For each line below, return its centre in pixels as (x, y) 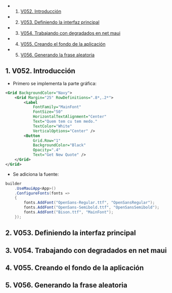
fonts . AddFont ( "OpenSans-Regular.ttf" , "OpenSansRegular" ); (89, 203)
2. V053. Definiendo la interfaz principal (71, 233)
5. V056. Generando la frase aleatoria (66, 285)
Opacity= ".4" (46, 150)
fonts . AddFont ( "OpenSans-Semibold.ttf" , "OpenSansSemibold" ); (92, 208)
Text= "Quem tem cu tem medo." (65, 122)
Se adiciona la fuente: (36, 174)
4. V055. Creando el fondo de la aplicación (75, 268)
